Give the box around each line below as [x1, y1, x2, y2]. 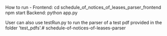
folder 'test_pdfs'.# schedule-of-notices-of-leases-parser [5, 25, 126, 31]
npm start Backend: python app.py [5, 10, 78, 16]
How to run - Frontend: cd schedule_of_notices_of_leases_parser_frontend [5, 5, 161, 10]
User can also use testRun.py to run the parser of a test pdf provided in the [5, 20, 162, 25]
